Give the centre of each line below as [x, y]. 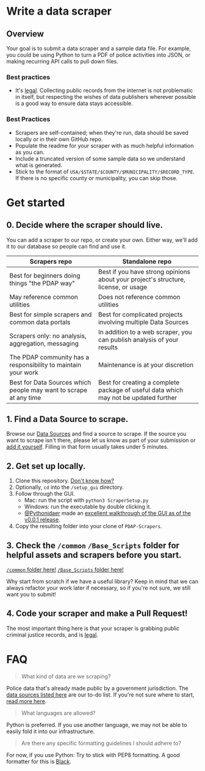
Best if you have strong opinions [144, 272]
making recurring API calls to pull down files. [63, 61]
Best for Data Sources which [50, 382]
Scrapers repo [51, 261]
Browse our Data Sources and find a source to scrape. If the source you [97, 434]
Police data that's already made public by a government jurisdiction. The [97, 688]
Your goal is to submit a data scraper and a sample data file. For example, [99, 48]
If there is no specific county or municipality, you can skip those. [96, 178]
